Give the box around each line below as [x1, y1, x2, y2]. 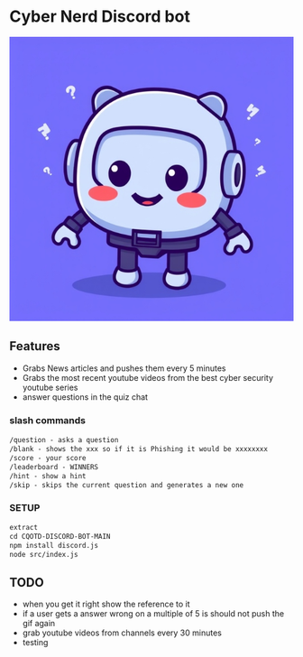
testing [22, 637, 49, 648]
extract [9, 523, 39, 532]
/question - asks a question [9, 436, 119, 445]
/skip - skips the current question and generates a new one [9, 481, 244, 490]
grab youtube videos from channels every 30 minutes [22, 627, 223, 638]
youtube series [22, 382, 78, 393]
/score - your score [9, 454, 87, 463]
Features [9, 338, 60, 354]
